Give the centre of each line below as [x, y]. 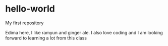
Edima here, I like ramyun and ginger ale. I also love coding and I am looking [84, 32]
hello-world [30, 9]
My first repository [24, 23]
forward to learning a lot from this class [46, 38]
